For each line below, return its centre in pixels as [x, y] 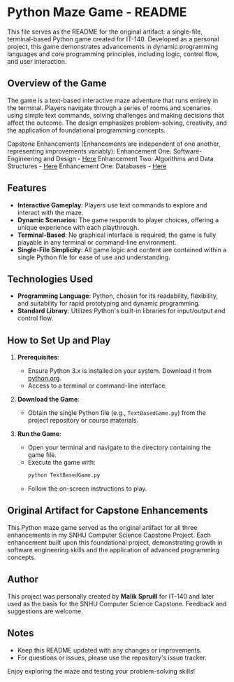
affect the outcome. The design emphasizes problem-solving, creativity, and [117, 123]
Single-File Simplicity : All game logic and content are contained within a [122, 250]
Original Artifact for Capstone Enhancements [108, 511]
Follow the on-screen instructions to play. [87, 489]
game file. [42, 455]
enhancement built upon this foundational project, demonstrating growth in [115, 542]
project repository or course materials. [83, 421]
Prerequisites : [38, 357]
